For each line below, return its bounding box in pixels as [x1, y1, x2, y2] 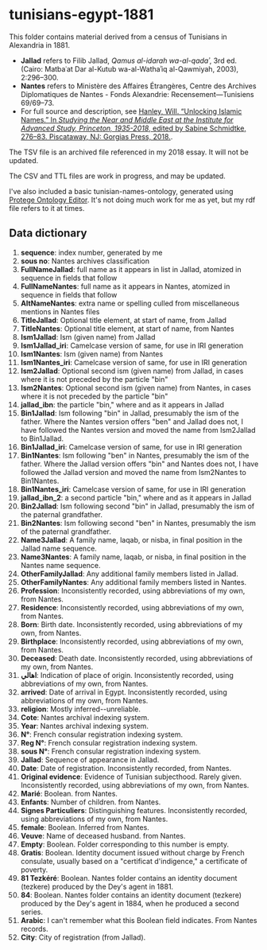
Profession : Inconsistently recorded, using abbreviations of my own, [20, 586, 246, 595]
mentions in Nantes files [20, 306, 100, 316]
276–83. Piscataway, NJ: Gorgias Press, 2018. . [20, 131, 173, 141]
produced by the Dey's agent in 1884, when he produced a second [20, 898, 239, 908]
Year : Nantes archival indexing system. [20, 721, 149, 730]
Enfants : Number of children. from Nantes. [20, 797, 161, 807]
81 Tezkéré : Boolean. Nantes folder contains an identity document [20, 873, 238, 882]
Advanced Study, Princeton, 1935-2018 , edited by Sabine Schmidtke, [20, 123, 247, 133]
